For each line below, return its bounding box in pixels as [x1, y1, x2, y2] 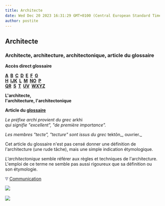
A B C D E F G [5, 73, 38, 79]
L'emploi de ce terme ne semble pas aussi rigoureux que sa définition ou [5, 161, 152, 167]
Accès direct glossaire [5, 63, 52, 69]
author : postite [5, 18, 38, 23]
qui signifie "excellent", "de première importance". [5, 122, 107, 128]
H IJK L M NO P [5, 78, 42, 84]
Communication [9, 176, 42, 182]
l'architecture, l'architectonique [5, 98, 72, 104]
